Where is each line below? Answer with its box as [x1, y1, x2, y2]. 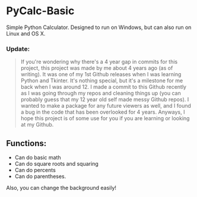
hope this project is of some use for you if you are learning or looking [20, 115, 190, 122]
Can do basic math [14, 154, 61, 161]
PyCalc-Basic [6, 4, 75, 18]
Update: [6, 44, 30, 53]
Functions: [6, 138, 47, 148]
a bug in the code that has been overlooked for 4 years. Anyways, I [20, 108, 185, 116]
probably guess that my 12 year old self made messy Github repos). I [20, 96, 189, 103]
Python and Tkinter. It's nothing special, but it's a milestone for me [20, 77, 183, 84]
